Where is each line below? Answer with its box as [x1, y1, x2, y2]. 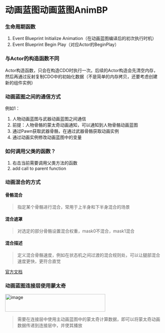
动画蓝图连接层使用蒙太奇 [5, 282, 66, 289]
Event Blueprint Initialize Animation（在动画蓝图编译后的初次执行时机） [12, 36, 157, 41]
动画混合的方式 [5, 179, 41, 185]
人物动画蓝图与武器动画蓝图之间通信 [12, 116, 86, 122]
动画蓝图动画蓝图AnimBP [5, 4, 108, 16]
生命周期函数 [5, 23, 36, 30]
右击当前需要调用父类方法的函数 [12, 160, 78, 166]
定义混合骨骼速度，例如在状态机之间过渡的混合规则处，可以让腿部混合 [17, 252, 161, 258]
